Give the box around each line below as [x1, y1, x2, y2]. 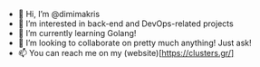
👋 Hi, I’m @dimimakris [17, 9, 101, 19]
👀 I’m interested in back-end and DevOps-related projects [17, 18, 234, 29]
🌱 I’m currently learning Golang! [17, 28, 137, 38]
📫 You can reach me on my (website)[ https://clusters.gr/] [17, 48, 235, 58]
